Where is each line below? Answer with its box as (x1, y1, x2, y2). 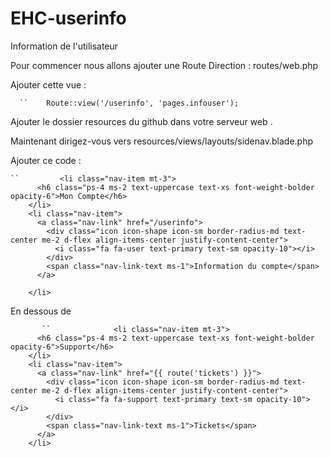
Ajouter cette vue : (10, 78, 87, 91)
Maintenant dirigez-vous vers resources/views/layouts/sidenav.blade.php (10, 135, 314, 147)
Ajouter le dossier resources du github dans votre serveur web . (10, 115, 273, 127)
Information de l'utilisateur (10, 40, 119, 52)
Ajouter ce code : (10, 154, 82, 166)
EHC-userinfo (10, 7, 127, 30)
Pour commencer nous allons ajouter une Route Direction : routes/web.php (10, 59, 319, 71)
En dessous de (10, 305, 72, 317)
